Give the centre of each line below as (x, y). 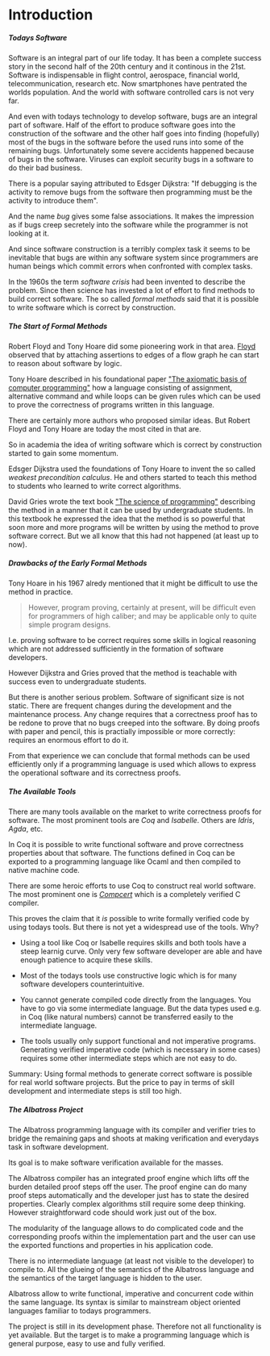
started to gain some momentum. (63, 453)
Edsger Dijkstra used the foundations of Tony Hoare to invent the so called (132, 469)
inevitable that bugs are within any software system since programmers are (133, 258)
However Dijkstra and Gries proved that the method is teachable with (123, 673)
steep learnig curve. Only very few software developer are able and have (141, 951)
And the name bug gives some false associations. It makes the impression (131, 216)
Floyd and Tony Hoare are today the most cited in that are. (105, 429)
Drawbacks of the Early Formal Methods (78, 563)
